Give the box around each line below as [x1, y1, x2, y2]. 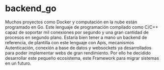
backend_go [5, 3, 56, 14]
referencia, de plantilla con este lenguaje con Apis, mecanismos [5, 39, 134, 45]
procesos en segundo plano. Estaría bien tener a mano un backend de [5, 35, 147, 40]
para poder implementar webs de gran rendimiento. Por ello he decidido [5, 50, 151, 56]
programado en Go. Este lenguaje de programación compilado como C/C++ [5, 24, 159, 30]
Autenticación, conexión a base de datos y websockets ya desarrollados [5, 45, 152, 51]
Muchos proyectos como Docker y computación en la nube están [5, 19, 137, 25]
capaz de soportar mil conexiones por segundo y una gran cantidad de [5, 29, 149, 35]
